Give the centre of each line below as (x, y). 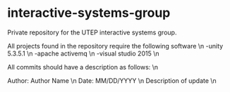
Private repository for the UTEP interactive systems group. (92, 32)
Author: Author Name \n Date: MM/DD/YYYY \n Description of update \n (112, 80)
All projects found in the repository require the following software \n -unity (115, 46)
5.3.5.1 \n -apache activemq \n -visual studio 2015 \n (83, 53)
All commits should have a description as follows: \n (83, 67)
